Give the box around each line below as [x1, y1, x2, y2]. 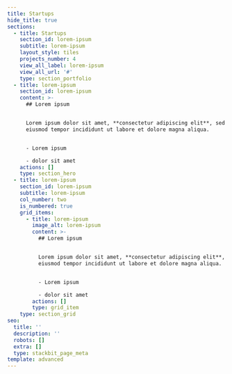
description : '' [13, 330, 60, 337]
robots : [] [13, 336, 45, 343]
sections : [7, 23, 36, 30]
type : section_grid [19, 311, 76, 318]
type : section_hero [19, 170, 76, 178]
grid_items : [19, 209, 54, 216]
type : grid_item [32, 304, 79, 311]
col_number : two [19, 196, 67, 203]
